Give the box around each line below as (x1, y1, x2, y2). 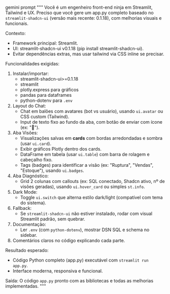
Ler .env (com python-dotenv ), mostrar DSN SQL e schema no (20, 227, 150, 233)
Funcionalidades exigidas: (5, 61, 60, 66)
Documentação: (12, 222, 47, 227)
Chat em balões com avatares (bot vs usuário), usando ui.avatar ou (20, 108, 163, 114)
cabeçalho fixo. (20, 157, 53, 163)
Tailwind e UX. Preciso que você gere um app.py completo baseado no (5, 10, 154, 16)
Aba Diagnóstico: (12, 173, 49, 179)
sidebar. (20, 232, 38, 238)
